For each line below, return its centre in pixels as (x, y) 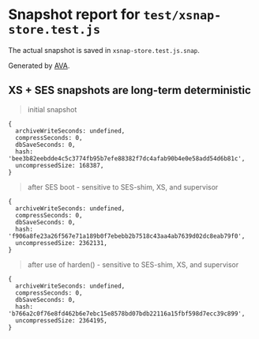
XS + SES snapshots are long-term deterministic (129, 90)
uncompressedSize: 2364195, (62, 320)
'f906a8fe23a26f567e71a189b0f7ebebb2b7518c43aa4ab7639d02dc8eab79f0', (127, 236)
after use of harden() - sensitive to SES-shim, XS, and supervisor (133, 264)
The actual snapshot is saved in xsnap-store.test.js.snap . (104, 50)
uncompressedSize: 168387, (60, 165)
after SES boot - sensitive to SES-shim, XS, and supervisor (123, 186)
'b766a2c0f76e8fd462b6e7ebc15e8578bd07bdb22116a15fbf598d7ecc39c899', (127, 314)
